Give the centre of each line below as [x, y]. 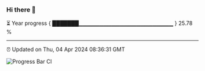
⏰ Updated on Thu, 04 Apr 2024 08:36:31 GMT [66, 49]
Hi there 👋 [21, 10]
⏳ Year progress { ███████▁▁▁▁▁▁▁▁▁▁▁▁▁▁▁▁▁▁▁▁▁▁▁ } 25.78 [99, 23]
